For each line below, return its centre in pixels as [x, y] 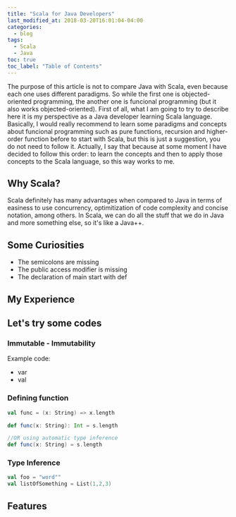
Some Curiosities [46, 245]
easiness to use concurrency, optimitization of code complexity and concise [118, 208]
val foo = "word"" [34, 478]
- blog [23, 34]
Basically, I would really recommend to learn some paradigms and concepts [117, 123]
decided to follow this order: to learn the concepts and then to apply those [115, 154]
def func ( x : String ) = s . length [55, 445]
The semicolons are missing [58, 262]
